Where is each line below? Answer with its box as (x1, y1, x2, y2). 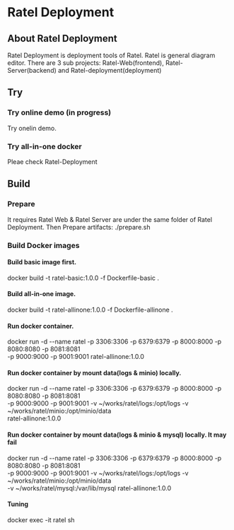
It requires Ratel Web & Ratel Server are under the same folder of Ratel (7, 215, 213, 223)
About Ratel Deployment (7, 33, 118, 45)
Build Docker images (7, 240, 80, 250)
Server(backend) (7, 66, 57, 74)
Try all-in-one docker (7, 141, 83, 151)
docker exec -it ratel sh (7, 515, 76, 524)
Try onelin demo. (7, 124, 57, 132)
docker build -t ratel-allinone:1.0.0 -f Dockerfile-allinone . (7, 305, 173, 314)
